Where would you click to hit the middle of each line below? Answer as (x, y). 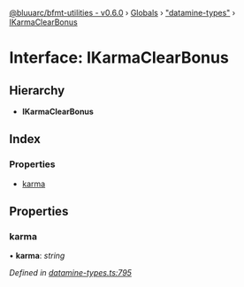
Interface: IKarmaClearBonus (119, 58)
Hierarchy (37, 91)
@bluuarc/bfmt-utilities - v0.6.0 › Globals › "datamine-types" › (122, 13)
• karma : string (37, 256)
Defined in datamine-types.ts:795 (71, 273)
